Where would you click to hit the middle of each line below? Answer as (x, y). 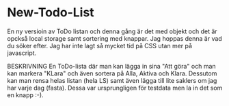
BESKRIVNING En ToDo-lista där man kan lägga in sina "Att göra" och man (112, 66)
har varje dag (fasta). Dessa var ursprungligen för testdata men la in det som (115, 88)
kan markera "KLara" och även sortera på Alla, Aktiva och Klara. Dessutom (112, 73)
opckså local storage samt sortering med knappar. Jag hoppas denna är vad (114, 38)
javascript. (22, 53)
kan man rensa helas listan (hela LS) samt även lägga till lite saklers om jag (112, 80)
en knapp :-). (25, 95)
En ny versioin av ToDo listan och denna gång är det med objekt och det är (112, 31)
